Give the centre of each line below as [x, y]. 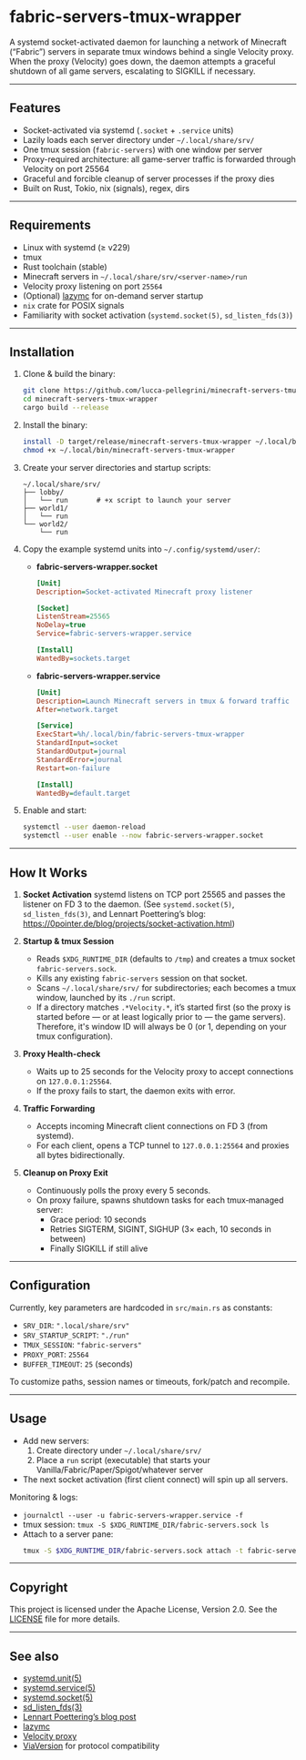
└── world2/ [45, 524]
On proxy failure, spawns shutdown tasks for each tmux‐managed [160, 1200]
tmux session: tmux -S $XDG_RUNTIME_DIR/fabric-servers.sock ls [146, 1524]
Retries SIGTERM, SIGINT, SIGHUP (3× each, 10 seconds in [160, 1229]
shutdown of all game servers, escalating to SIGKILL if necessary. [133, 71]
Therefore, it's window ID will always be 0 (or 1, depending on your [161, 1026]
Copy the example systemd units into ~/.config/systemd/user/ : [142, 549]
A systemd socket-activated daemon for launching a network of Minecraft [148, 42]
